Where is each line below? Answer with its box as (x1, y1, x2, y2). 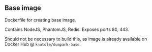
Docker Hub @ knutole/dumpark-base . (4, 41, 81, 47)
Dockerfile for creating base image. (4, 17, 77, 23)
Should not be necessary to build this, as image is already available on (4, 36, 147, 42)
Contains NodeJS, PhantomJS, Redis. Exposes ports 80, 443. (4, 26, 129, 32)
